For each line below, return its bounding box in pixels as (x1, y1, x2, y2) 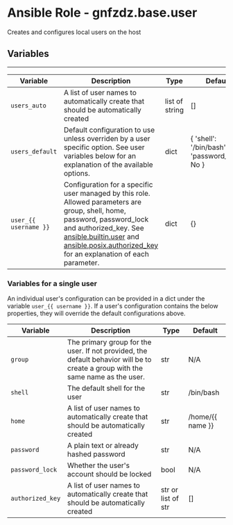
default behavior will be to (67, 355, 152, 365)
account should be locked (67, 469, 152, 479)
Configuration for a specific (63, 179, 153, 189)
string (164, 105, 184, 115)
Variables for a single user (7, 278, 97, 288)
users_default (10, 147, 58, 156)
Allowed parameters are (63, 197, 142, 206)
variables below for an (63, 151, 137, 160)
